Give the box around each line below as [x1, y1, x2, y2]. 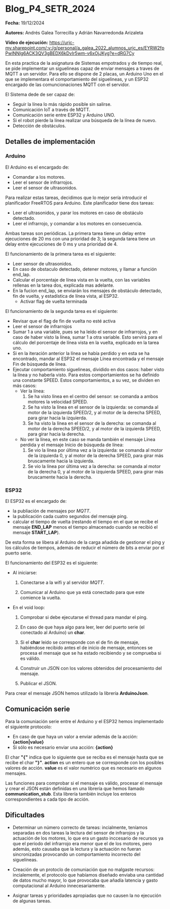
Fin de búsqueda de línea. [12, 361, 67, 367]
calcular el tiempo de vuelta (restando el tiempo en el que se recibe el [12, 519, 158, 525]
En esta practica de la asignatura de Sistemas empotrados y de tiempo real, [5, 60, 163, 66]
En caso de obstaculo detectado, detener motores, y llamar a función [12, 266, 157, 272]
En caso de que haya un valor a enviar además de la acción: [12, 733, 138, 739]
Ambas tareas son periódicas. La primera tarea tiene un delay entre [5, 230, 146, 236]
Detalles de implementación [5, 137, 96, 146]
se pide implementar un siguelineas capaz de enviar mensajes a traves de [5, 65, 159, 71]
